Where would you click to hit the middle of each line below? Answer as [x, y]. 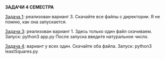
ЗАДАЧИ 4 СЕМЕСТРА [30, 7]
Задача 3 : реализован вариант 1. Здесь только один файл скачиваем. [79, 31]
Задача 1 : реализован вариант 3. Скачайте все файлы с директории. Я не [83, 16]
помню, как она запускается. [36, 22]
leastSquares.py [22, 51]
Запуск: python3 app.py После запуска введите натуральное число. [77, 37]
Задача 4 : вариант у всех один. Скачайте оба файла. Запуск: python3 [79, 46]
